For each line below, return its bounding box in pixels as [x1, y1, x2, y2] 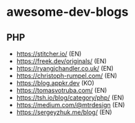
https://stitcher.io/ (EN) [16, 49, 82, 58]
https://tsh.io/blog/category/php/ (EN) [16, 93, 125, 102]
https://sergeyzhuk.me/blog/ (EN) [16, 108, 112, 116]
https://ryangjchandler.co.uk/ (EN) [16, 65, 114, 72]
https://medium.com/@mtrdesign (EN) [16, 101, 125, 109]
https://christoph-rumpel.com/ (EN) [16, 71, 118, 80]
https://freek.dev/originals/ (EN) [16, 57, 107, 65]
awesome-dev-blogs [6, 4, 129, 20]
